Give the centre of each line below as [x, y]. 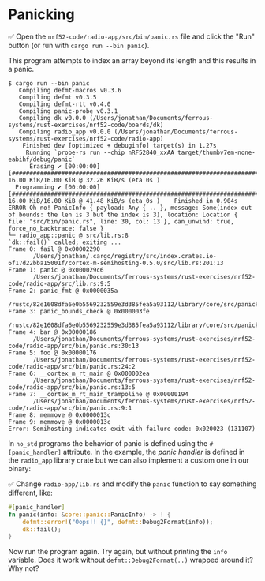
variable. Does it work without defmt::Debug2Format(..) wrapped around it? [131, 560]
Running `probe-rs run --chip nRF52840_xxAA [100, 152]
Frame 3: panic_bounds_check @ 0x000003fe [79, 311]
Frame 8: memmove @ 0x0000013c [60, 415]
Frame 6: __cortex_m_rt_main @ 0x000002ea [79, 373]
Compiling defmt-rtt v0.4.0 [65, 104]
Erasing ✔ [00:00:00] [65, 166]
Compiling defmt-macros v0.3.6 [70, 90]
